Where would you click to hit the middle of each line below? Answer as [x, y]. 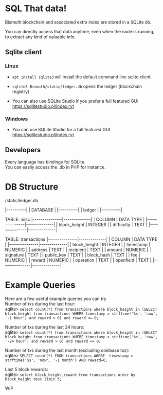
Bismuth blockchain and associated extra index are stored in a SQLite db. [78, 22]
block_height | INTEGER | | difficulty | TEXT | [103, 224]
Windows [17, 119]
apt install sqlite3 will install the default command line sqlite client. [82, 77]
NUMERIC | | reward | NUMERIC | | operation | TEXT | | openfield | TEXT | [78, 260]
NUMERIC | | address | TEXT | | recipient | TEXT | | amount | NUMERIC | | [78, 250]
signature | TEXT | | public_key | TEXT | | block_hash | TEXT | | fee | [72, 255]
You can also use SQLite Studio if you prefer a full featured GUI [75, 101]
